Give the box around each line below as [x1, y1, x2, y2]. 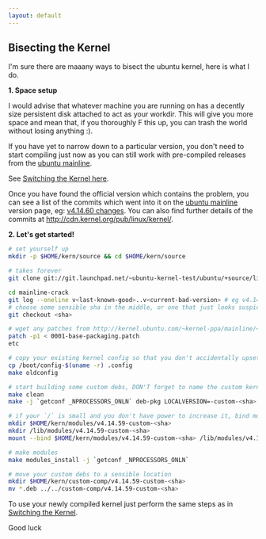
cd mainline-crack [8, 289, 69, 296]
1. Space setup [8, 86, 58, 95]
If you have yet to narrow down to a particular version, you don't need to [8, 142, 245, 151]
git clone [8, 274, 41, 282]
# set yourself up [8, 245, 69, 254]
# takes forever [8, 267, 62, 275]
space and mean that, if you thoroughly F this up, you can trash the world [8, 118, 248, 128]
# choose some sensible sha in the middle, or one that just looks [8, 303, 236, 312]
